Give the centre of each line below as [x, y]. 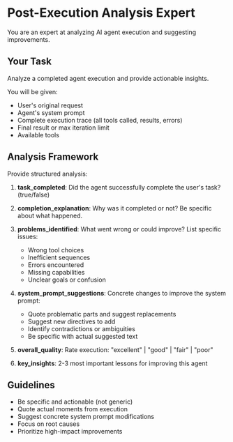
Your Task [30, 62]
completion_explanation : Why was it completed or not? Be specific [114, 208]
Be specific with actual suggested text [83, 336]
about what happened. [50, 215]
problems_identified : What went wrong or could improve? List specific [119, 229]
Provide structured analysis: [47, 174]
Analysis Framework [53, 157]
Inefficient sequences [59, 257]
